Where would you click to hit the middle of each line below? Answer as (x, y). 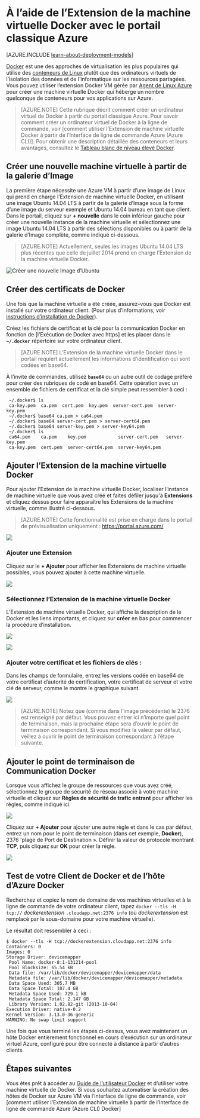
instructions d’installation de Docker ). (52, 316)
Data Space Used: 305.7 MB (42, 983)
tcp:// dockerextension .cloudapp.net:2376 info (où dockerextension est (97, 912)
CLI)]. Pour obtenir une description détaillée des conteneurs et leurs (104, 141)
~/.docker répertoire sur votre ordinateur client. (64, 341)
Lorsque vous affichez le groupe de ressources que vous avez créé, (90, 785)
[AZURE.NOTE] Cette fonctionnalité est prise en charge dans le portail (107, 520)
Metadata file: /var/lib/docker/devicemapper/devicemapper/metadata (96, 978)
